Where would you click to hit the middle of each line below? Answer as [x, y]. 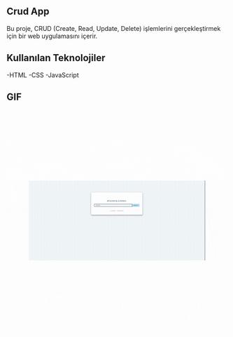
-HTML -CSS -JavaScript [43, 75]
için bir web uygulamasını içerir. [52, 36]
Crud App [28, 12]
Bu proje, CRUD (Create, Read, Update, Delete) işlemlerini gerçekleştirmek [114, 28]
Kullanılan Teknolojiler [56, 58]
